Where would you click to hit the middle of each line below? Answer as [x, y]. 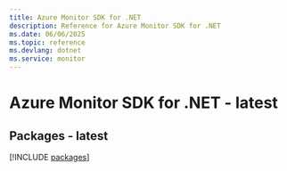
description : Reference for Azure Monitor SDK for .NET [115, 26]
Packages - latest [59, 136]
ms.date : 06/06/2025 [48, 34]
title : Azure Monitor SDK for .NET [75, 17]
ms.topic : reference [48, 42]
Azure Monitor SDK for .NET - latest [144, 103]
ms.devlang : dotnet [45, 51]
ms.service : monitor [48, 59]
